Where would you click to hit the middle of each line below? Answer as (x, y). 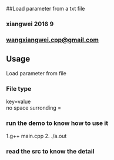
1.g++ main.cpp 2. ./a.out (36, 136)
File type (19, 88)
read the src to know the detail (50, 152)
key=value (19, 101)
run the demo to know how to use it (57, 123)
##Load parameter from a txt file (46, 9)
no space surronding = (34, 108)
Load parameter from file (36, 73)
